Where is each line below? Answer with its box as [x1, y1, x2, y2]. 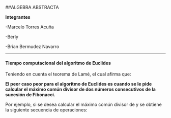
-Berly [5, 34, 19, 40]
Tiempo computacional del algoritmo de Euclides [5, 60, 111, 66]
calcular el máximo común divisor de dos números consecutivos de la [5, 86, 156, 93]
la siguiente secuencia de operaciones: [5, 107, 88, 113]
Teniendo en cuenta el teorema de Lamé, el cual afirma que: [5, 71, 131, 77]
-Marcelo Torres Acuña [5, 24, 54, 30]
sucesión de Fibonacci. [5, 92, 56, 98]
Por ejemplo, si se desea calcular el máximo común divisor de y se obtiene [5, 101, 162, 108]
